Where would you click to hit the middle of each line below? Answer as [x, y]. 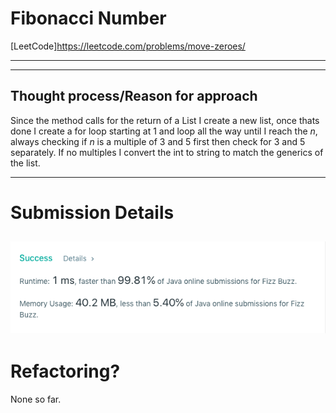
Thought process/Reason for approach [134, 96]
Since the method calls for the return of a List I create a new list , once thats [165, 120]
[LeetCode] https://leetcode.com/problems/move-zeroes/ [128, 46]
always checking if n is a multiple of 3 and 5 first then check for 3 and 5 [158, 141]
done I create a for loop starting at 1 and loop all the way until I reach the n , [164, 131]
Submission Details [92, 212]
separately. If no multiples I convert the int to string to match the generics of [167, 152]
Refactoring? [65, 371]
